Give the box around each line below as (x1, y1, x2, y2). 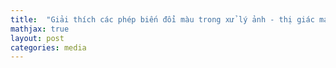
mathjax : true (10, 24, 70, 34)
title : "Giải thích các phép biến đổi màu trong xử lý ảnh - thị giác (10, 14, 315, 25)
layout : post (10, 33, 65, 43)
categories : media (10, 42, 87, 53)
